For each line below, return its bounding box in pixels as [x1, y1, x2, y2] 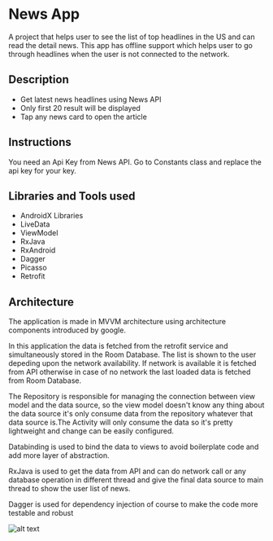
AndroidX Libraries [19, 211, 84, 221]
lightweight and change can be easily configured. [8, 426, 175, 436]
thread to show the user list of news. [8, 484, 131, 494]
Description [8, 73, 69, 86]
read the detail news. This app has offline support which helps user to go [8, 40, 253, 50]
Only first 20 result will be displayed [19, 103, 141, 112]
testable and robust [8, 508, 74, 518]
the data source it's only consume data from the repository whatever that [8, 409, 253, 419]
